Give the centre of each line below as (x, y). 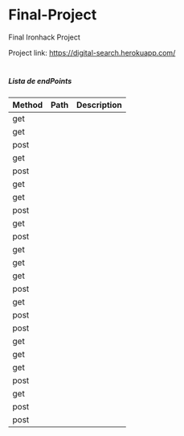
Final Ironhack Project (44, 37)
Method (28, 105)
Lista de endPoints (40, 81)
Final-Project (53, 15)
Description (99, 105)
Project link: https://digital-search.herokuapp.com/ (92, 52)
